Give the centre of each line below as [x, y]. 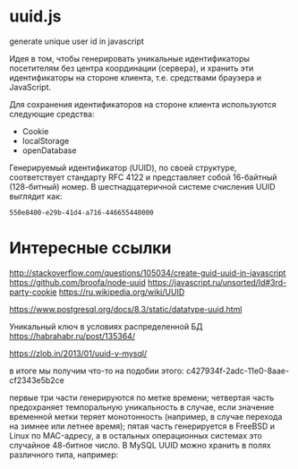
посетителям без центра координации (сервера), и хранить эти [132, 68]
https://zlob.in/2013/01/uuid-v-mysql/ [78, 353]
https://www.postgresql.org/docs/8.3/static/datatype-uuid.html [126, 309]
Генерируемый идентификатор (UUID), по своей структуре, [123, 167]
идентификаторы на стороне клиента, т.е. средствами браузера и [136, 77]
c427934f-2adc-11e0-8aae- [238, 371]
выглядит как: [36, 196]
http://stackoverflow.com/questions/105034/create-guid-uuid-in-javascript [148, 273]
